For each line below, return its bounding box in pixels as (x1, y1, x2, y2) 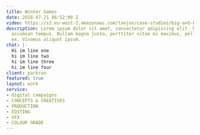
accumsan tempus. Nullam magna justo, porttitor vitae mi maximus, (11, 31, 183, 37)
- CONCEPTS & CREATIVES (6, 97, 65, 103)
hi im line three (11, 59, 55, 65)
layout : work (6, 81, 39, 87)
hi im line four (11, 64, 52, 70)
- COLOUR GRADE (6, 120, 44, 126)
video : (6, 20, 23, 26)
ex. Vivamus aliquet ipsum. (11, 36, 82, 42)
